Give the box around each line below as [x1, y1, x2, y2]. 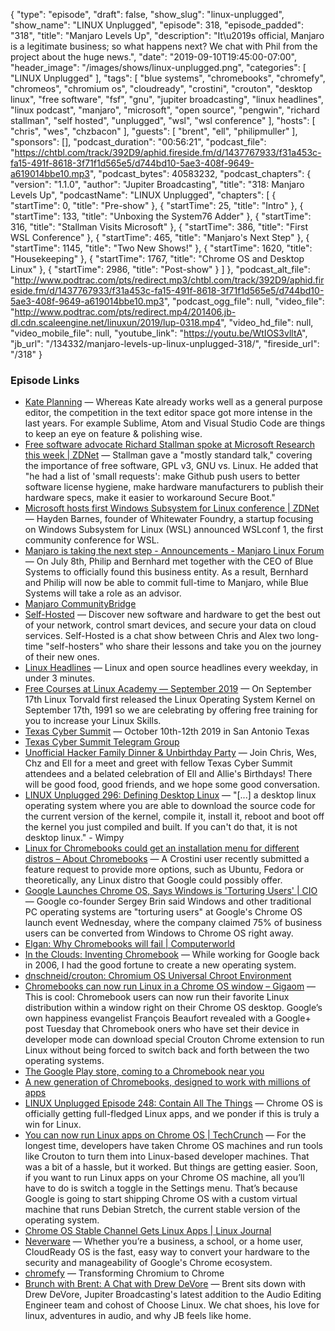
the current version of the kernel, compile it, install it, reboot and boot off [24, 810, 325, 823]
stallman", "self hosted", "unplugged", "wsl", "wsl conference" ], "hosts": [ [10, 115, 316, 126]
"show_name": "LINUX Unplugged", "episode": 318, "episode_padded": [10, 19, 305, 31]
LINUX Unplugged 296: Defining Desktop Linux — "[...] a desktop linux [24, 789, 317, 801]
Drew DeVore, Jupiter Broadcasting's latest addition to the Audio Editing [24, 1289, 322, 1301]
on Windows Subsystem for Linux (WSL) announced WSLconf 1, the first [24, 524, 324, 536]
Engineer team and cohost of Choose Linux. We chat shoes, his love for [24, 1299, 320, 1311]
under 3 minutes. [24, 672, 96, 684]
